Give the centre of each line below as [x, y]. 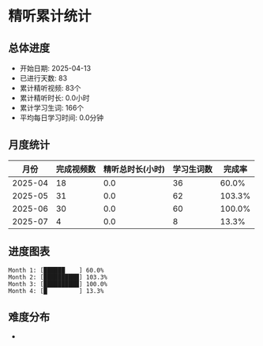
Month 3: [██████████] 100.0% [58, 284]
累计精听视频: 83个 [50, 88]
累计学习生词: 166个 [52, 108]
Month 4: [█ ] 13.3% [56, 291]
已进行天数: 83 [43, 78]
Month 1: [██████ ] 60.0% [56, 270]
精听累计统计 [50, 16]
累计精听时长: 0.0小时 [54, 98]
